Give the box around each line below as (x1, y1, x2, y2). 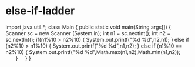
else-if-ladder (5, 4, 75, 18)
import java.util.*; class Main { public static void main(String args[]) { (5, 24, 172, 31)
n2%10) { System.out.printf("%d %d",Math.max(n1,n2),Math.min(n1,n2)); (5, 48, 180, 55)
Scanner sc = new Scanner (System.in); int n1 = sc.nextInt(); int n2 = (5, 29, 171, 36)
